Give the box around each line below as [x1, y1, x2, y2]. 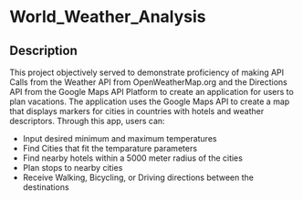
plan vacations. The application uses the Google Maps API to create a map [9, 96, 290, 107]
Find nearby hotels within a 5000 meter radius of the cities [22, 153, 244, 163]
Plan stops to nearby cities [22, 163, 123, 173]
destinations [22, 182, 70, 193]
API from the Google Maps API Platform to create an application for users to [9, 87, 294, 97]
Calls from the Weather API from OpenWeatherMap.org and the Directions [9, 77, 287, 88]
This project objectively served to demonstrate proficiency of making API [9, 67, 285, 78]
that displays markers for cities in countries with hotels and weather [9, 106, 265, 116]
